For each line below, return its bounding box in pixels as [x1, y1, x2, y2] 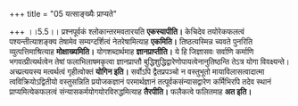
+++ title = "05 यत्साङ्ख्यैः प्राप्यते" [9, 9, 118, 19]
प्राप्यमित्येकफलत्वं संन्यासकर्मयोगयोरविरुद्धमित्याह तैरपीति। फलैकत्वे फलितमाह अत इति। [9, 86, 252, 97]
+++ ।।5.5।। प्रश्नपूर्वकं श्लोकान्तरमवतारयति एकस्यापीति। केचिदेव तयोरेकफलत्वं [9, 27, 245, 37]
